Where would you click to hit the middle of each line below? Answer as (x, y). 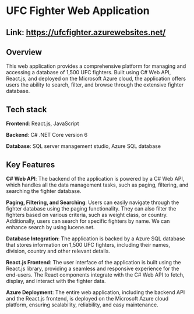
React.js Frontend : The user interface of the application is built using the (94, 263)
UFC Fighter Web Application (78, 11)
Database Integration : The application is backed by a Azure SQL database (96, 239)
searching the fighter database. (44, 191)
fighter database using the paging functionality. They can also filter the (91, 209)
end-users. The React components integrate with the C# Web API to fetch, (95, 275)
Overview (24, 52)
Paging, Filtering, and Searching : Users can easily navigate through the (93, 202)
